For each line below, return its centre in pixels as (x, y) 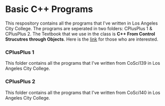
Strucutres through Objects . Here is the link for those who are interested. (82, 39)
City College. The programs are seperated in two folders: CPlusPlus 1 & (79, 28)
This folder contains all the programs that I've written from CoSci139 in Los (83, 63)
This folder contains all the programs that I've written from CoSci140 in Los (83, 92)
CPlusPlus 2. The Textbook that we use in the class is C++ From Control (80, 34)
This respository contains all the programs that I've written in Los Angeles (81, 23)
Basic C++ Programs (49, 9)
